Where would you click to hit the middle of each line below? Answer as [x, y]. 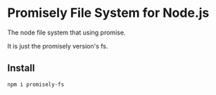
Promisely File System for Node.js [108, 13]
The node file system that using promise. [66, 32]
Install [21, 68]
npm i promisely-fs [36, 84]
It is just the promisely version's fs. [58, 46]
